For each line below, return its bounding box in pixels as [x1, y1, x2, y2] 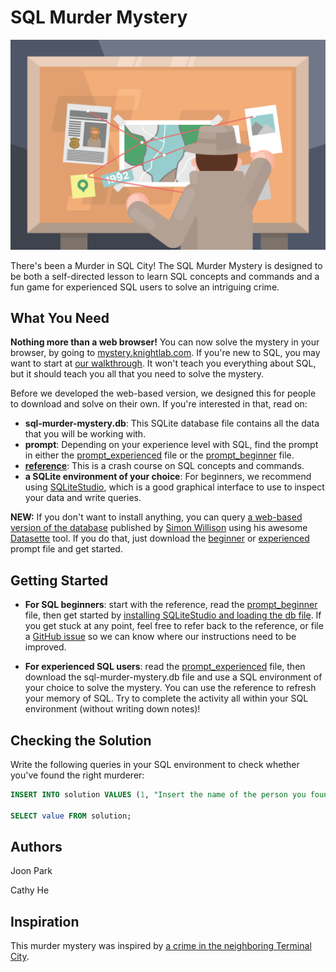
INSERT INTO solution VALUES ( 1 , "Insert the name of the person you [10, 790, 307, 800]
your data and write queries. [24, 492, 142, 504]
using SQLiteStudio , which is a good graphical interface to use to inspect [24, 481, 325, 493]
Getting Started [10, 572, 109, 589]
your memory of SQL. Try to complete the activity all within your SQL [24, 692, 309, 705]
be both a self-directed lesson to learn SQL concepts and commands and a [10, 270, 320, 282]
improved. [24, 641, 67, 653]
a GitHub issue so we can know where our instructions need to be [24, 631, 297, 643]
